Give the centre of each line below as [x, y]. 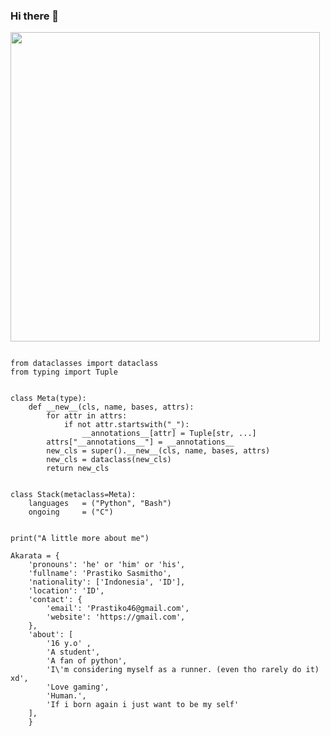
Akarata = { [35, 556]
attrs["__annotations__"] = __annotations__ [140, 442]
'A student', [73, 652]
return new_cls [78, 469]
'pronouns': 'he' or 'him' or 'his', [107, 565]
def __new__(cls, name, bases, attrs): [111, 407]
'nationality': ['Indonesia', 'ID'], [107, 582]
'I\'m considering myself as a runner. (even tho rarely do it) [183, 670]
